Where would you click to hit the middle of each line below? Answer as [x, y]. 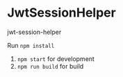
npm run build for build [50, 66]
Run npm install [31, 45]
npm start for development [56, 59]
